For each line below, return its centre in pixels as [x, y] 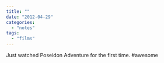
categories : [20, 22]
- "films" [23, 38]
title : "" [18, 11]
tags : [13, 33]
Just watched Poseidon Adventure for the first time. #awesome [82, 55]
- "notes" [23, 28]
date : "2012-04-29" [30, 17]
